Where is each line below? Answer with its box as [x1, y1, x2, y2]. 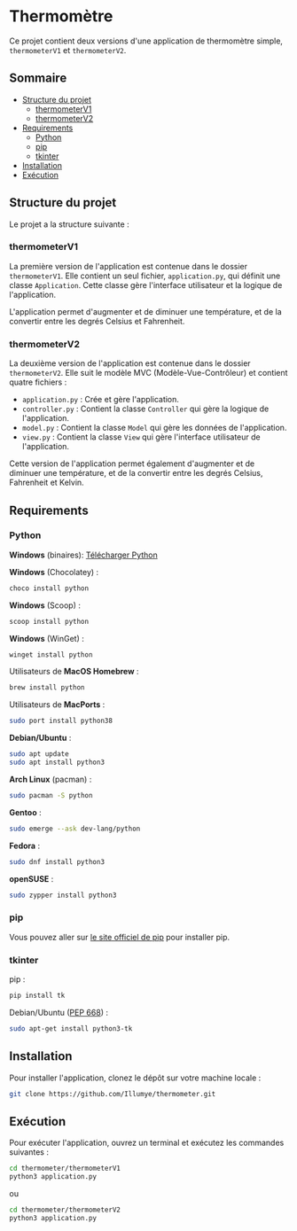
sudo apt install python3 [9, 758, 105, 767]
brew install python [9, 683, 86, 692]
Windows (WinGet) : [9, 633, 84, 643]
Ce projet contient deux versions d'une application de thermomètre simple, [9, 35, 284, 46]
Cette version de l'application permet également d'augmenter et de [9, 458, 255, 469]
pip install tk [9, 991, 66, 1001]
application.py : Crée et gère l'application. [21, 394, 180, 405]
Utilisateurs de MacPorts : [9, 699, 106, 710]
